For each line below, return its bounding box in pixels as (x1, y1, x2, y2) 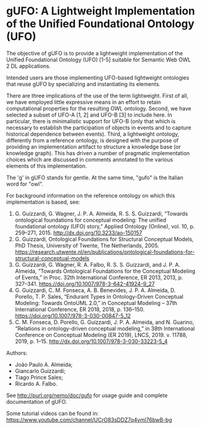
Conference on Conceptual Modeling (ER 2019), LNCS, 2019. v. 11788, (14, 331, 188, 338)
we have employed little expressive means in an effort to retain (6, 98, 161, 106)
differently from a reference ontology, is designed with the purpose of (6, 136, 179, 144)
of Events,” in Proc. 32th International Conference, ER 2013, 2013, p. (14, 273, 184, 281)
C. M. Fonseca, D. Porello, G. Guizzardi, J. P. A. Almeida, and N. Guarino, (14, 318, 194, 326)
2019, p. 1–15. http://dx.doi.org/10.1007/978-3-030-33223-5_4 (14, 338, 168, 345)
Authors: (6, 349, 28, 356)
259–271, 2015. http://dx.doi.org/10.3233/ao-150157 (14, 229, 143, 236)
